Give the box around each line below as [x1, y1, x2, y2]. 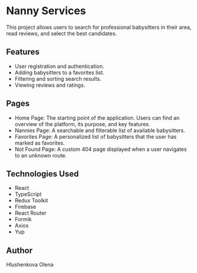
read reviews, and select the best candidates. [6, 29, 117, 37]
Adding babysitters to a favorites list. [14, 69, 105, 76]
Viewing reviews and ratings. [14, 81, 86, 88]
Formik [14, 216, 32, 223]
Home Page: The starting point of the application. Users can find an [14, 114, 180, 121]
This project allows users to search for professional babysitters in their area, [6, 24, 192, 31]
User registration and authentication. [14, 63, 105, 70]
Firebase [14, 203, 37, 210]
